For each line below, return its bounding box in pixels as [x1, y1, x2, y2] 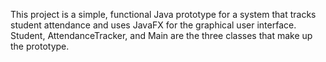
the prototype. [10, 40, 70, 52]
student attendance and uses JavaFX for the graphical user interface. [10, 19, 297, 31]
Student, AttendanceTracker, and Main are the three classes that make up [10, 30, 313, 41]
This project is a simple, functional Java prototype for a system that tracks [10, 9, 317, 20]
